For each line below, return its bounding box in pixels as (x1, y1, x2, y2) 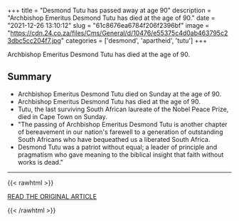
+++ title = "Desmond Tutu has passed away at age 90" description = (7, 6, 212, 14)
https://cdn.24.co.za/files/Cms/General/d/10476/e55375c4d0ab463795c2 (10, 29, 228, 37)
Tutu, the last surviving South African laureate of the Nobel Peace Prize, (17, 105, 229, 113)
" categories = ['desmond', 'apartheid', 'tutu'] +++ (60, 36, 208, 45)
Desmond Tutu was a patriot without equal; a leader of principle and (17, 143, 218, 151)
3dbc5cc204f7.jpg (7, 36, 62, 45)
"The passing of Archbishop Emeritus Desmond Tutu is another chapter (17, 120, 228, 128)
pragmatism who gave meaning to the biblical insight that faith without (17, 150, 224, 159)
